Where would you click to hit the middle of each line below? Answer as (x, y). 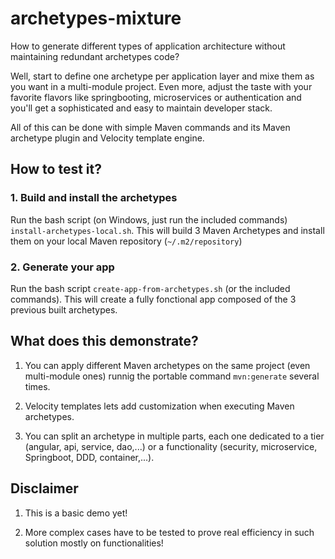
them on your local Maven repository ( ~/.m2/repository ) (126, 241)
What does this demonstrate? (104, 341)
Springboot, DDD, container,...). (89, 457)
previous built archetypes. (64, 309)
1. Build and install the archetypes (94, 198)
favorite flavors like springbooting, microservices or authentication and (156, 97)
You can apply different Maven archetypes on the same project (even (167, 365)
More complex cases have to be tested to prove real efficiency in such (169, 532)
